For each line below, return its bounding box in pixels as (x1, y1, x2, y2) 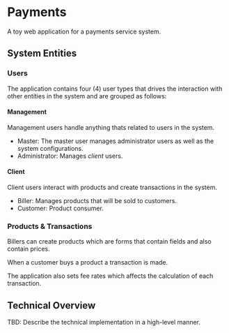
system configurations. (17, 144, 84, 152)
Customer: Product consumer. (17, 204, 104, 213)
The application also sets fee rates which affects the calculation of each (7, 272, 214, 280)
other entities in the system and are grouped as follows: (7, 91, 167, 100)
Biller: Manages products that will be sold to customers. (17, 197, 177, 205)
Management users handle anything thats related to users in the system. (7, 123, 214, 131)
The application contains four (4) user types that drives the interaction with (7, 84, 223, 93)
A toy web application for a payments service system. (7, 27, 161, 36)
